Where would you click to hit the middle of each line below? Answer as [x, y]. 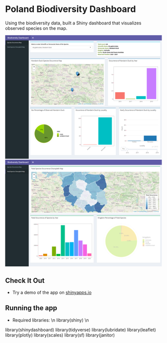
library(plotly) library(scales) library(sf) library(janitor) [60, 335]
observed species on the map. [36, 28]
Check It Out [25, 281]
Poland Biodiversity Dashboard [71, 9]
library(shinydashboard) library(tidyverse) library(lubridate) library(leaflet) [81, 330]
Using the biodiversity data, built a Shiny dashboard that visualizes [73, 23]
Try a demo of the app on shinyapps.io [52, 292]
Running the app [31, 308]
